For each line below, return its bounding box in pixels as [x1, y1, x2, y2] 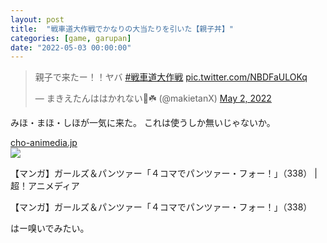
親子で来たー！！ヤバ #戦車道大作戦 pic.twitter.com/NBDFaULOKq [34, 71, 308, 83]
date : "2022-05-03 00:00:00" [10, 42, 132, 53]
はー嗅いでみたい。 [10, 222, 90, 235]
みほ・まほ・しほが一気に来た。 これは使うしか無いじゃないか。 [10, 117, 276, 129]
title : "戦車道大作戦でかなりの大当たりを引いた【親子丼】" [10, 24, 234, 34]
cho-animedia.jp [10, 137, 78, 149]
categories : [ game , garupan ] [10, 33, 132, 43]
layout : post [10, 14, 65, 25]
